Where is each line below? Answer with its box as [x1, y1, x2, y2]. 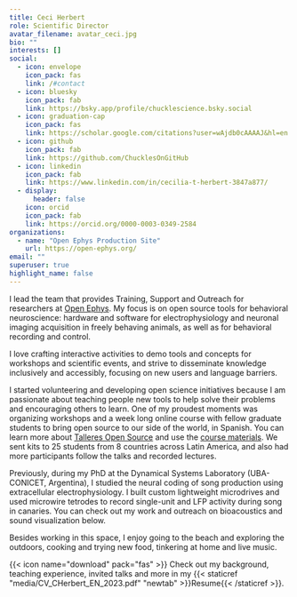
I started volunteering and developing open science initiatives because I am [9, 384, 286, 395]
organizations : [9, 227, 66, 236]
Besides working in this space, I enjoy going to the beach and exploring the [9, 532, 285, 543]
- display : [17, 187, 58, 195]
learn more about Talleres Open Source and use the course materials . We [9, 432, 278, 442]
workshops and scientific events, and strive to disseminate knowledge [9, 357, 267, 369]
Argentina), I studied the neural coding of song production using [48, 477, 284, 488]
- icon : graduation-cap [17, 112, 105, 121]
